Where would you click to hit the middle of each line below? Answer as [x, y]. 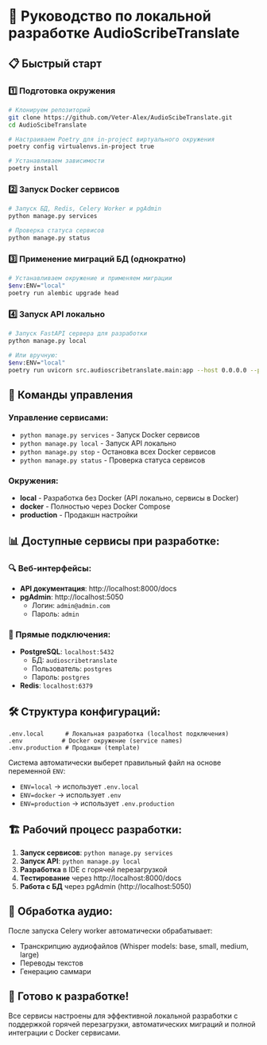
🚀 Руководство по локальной [110, 16]
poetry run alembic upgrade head [64, 293]
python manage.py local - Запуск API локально [98, 443]
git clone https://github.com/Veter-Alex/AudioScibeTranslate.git [120, 117]
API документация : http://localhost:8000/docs [98, 589]
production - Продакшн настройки [78, 515]
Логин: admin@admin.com [71, 606]
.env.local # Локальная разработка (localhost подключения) [118, 734]
